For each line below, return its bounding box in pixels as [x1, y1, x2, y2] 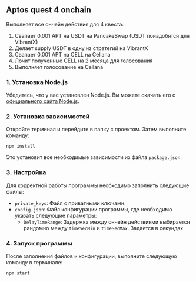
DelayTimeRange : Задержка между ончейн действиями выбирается [23, 218, 190, 225]
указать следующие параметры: [14, 212, 97, 219]
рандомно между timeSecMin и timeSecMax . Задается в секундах [23, 224, 184, 231]
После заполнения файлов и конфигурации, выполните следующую [6, 253, 177, 260]
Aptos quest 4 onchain [6, 5, 91, 15]
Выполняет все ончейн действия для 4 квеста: [6, 21, 124, 28]
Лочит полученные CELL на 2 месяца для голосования [14, 57, 153, 64]
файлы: [6, 188, 25, 195]
